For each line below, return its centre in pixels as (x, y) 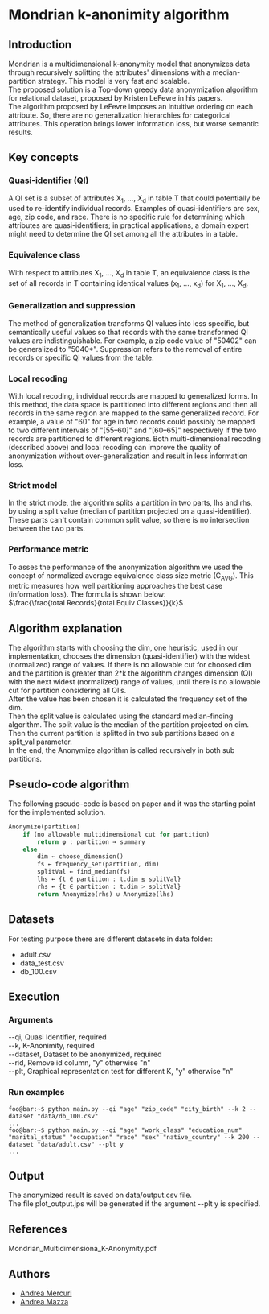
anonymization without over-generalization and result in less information (128, 456)
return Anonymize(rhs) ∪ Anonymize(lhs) (106, 894)
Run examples (37, 1093)
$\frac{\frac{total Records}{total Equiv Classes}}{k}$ (96, 603)
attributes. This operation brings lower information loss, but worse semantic (134, 124)
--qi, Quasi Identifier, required (57, 1037)
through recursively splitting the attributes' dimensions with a (110, 72)
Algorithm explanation (65, 628)
